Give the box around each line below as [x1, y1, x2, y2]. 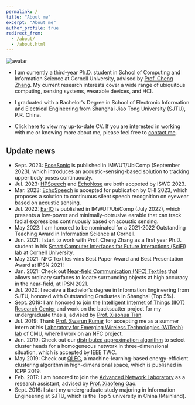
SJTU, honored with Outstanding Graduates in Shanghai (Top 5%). [14, 292, 176, 299]
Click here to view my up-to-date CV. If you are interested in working [14, 123, 180, 130]
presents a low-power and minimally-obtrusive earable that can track [14, 211, 182, 218]
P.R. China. [14, 111, 42, 118]
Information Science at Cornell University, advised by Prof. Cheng [14, 75, 173, 82]
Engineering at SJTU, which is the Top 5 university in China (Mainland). [14, 392, 186, 399]
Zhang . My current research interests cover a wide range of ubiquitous [14, 81, 186, 88]
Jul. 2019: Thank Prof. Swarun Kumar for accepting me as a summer [14, 318, 180, 325]
